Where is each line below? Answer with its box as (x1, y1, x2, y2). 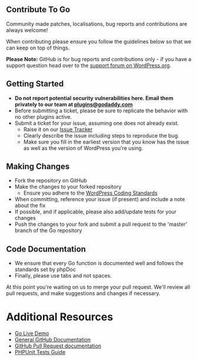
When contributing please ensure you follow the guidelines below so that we (6, 38, 192, 45)
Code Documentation (6, 244, 86, 254)
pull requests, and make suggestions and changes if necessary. (6, 290, 161, 297)
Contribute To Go (6, 5, 71, 15)
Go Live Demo (14, 330, 49, 337)
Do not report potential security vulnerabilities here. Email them (14, 94, 173, 102)
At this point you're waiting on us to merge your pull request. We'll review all (6, 283, 191, 290)
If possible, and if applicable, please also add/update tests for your (14, 208, 177, 215)
